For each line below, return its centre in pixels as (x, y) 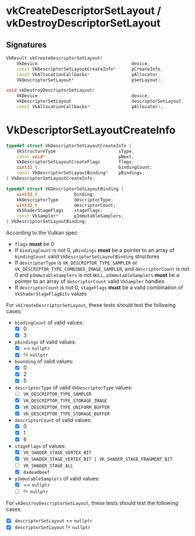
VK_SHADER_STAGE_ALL (48, 466)
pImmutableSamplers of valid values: (57, 479)
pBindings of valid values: (45, 342)
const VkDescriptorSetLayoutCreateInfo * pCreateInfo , (90, 69)
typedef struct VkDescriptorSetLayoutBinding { (65, 189)
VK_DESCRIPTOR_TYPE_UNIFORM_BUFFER (66, 407)
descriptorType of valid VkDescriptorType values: (73, 388)
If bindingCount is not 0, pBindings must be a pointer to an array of (95, 250)
